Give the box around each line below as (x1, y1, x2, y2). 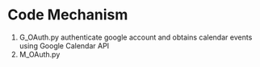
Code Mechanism (7, 6, 128, 24)
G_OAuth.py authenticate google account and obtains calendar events (19, 32, 253, 42)
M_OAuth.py (19, 49, 61, 59)
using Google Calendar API (19, 40, 110, 50)
